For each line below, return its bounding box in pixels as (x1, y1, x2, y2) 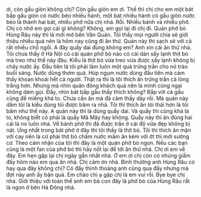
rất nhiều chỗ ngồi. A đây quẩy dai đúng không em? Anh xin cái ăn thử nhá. (6, 44, 192, 51)
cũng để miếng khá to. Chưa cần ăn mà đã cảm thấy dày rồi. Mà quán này (6, 95, 189, 102)
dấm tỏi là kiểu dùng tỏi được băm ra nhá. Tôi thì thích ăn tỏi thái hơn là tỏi (6, 101, 189, 108)
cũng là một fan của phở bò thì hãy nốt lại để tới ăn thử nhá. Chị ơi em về (6, 146, 185, 153)
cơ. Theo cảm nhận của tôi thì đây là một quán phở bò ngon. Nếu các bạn (6, 140, 188, 146)
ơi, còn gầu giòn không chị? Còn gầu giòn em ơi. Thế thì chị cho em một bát (6, 6, 194, 13)
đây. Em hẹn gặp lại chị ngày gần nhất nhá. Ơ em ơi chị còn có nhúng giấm (6, 152, 191, 159)
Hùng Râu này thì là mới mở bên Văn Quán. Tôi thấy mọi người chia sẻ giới (6, 31, 188, 38)
